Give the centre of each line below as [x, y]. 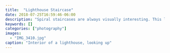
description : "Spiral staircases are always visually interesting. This [83, 19]
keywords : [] [19, 24]
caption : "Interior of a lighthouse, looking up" [59, 43]
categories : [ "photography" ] [36, 29]
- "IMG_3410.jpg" [28, 38]
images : [13, 33]
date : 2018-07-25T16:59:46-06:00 [40, 15]
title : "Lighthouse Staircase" [39, 10]
